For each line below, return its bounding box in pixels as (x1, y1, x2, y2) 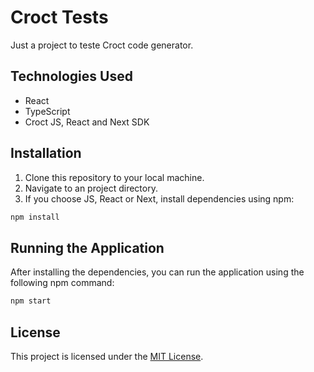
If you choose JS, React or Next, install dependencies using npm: (24, 192, 295, 205)
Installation (10, 145, 82, 162)
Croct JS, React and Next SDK (24, 116, 150, 128)
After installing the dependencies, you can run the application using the (10, 266, 305, 278)
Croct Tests (10, 6, 109, 29)
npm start (10, 296, 52, 306)
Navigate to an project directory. (24, 182, 158, 194)
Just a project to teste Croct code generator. (10, 39, 194, 51)
